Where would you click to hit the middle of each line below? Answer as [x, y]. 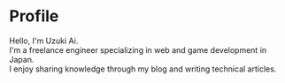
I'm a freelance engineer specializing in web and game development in [138, 49]
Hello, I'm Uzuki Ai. [44, 41]
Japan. [22, 59]
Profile [34, 16]
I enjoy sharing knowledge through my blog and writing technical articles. [143, 69]
